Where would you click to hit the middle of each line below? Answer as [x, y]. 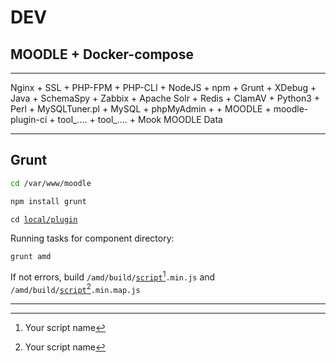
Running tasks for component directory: [92, 238]
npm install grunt [48, 201]
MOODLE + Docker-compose [102, 54]
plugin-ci [29, 119]
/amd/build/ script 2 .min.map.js [75, 288]
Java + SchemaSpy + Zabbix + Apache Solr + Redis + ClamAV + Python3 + [165, 98]
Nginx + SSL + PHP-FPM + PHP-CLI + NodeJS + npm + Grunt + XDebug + [163, 87]
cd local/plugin [44, 219]
